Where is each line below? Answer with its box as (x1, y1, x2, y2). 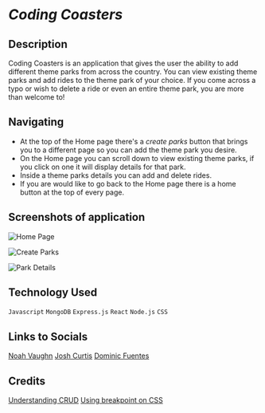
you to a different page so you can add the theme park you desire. (19, 145, 237, 155)
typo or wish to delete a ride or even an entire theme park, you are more (8, 84, 244, 93)
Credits (8, 374, 46, 387)
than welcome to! (8, 92, 65, 101)
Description (8, 37, 68, 51)
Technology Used (8, 285, 98, 300)
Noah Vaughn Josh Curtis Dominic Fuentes (8, 351, 150, 360)
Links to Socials (8, 329, 88, 344)
